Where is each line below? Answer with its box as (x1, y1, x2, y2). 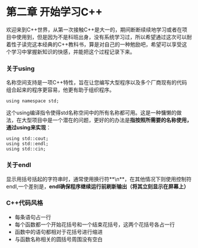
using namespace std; (6, 98, 60, 104)
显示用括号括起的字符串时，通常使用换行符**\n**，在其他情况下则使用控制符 (6, 175, 192, 182)
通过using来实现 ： (6, 124, 51, 131)
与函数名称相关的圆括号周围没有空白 (14, 236, 103, 243)
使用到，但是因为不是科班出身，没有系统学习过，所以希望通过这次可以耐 (16, 33, 192, 40)
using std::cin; (6, 146, 46, 152)
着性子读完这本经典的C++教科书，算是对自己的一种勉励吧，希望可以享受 (6, 41, 182, 48)
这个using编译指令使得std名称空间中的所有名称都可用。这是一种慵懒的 (6, 109, 177, 116)
